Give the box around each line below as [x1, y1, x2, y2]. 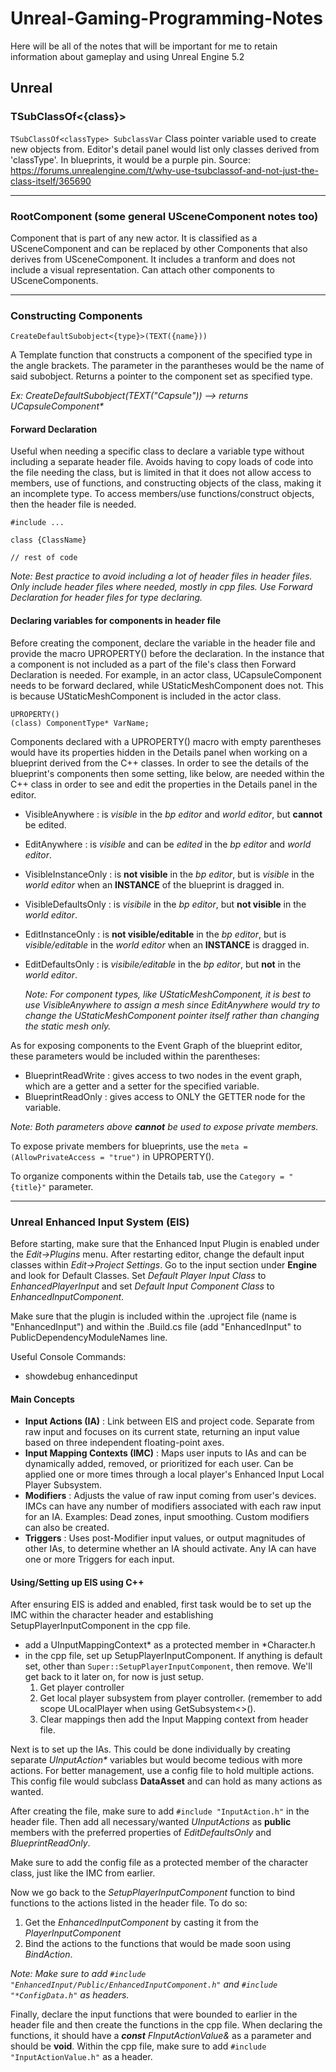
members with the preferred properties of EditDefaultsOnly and [10, 1827, 272, 1839]
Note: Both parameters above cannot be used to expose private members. [10, 1120, 319, 1132]
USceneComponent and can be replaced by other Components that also [10, 242, 308, 254]
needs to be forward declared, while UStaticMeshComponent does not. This [10, 679, 324, 691]
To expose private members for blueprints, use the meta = [10, 1140, 248, 1152]
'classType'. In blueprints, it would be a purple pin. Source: [10, 153, 252, 166]
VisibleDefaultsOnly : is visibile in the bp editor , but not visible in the [24, 898, 307, 910]
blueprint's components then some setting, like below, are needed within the [10, 767, 325, 779]
